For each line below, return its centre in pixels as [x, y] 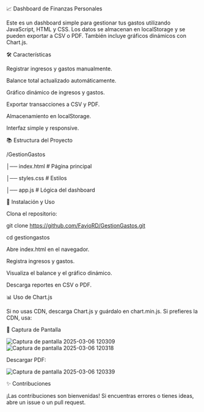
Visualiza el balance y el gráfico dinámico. [59, 273]
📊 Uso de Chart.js [30, 297]
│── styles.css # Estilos [37, 178]
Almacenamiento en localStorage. [49, 116]
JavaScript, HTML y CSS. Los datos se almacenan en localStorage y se [96, 29]
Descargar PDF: [26, 360]
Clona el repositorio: [32, 214]
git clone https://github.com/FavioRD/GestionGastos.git [76, 226]
